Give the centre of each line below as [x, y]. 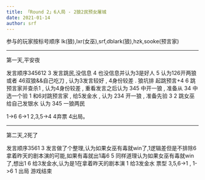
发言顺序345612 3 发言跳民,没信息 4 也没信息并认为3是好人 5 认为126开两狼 [102, 73]
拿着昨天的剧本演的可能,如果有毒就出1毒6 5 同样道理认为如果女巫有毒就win [100, 156]
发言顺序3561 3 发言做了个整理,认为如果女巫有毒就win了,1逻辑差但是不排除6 [102, 148]
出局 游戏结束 [35, 171]
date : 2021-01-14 [28, 18]
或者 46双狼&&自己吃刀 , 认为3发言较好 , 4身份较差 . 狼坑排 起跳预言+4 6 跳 [101, 81]
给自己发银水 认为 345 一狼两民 [46, 104]
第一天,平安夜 [23, 60]
